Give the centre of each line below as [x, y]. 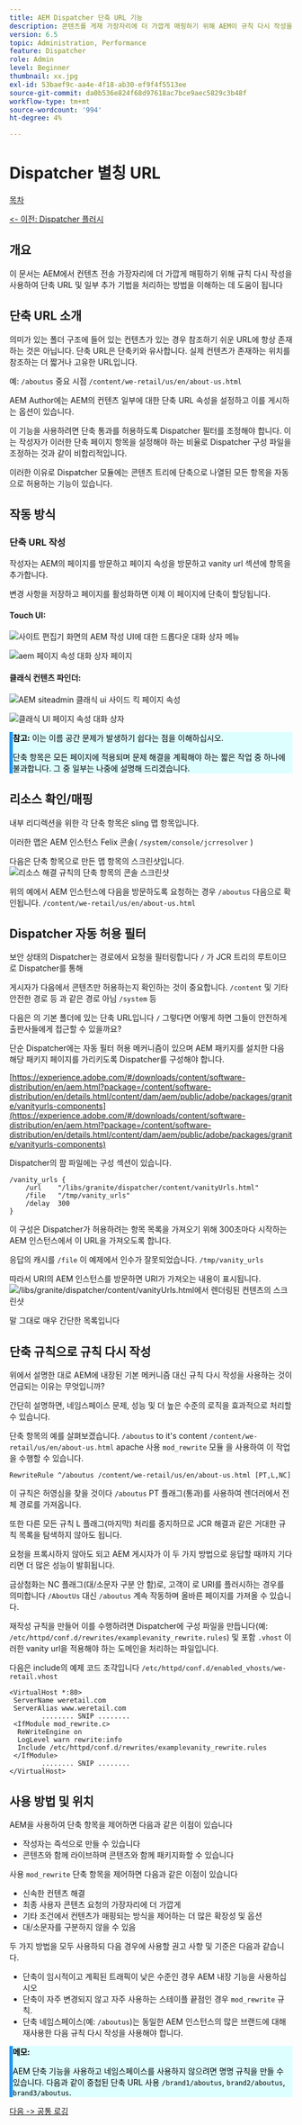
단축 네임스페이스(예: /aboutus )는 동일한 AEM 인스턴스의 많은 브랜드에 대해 [154, 2021]
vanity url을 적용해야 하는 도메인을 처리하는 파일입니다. [122, 1649]
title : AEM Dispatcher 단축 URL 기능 [76, 18]
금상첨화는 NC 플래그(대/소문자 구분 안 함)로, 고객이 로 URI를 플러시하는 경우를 [147, 1585]
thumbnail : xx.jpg [44, 77]
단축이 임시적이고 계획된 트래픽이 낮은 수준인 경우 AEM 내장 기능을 [139, 1976]
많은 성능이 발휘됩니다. [75, 1565]
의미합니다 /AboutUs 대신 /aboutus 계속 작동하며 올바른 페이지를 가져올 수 [138, 1596]
